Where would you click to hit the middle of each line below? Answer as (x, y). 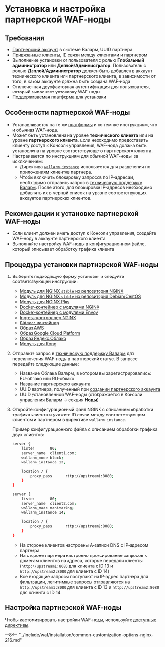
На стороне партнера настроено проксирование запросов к (83, 555)
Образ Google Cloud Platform (50, 333)
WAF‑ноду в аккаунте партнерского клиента (59, 238)
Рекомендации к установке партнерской (72, 214)
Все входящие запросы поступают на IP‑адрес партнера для (84, 576)
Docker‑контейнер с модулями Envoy (59, 312)
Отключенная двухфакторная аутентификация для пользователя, (81, 87)
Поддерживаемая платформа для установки (59, 97)
